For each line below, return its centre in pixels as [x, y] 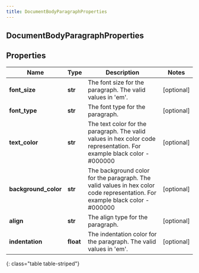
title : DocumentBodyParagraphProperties [57, 12]
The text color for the [117, 124]
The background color [119, 171]
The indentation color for [122, 234]
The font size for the [116, 82]
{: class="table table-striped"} [43, 264]
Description [123, 72]
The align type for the [118, 217]
